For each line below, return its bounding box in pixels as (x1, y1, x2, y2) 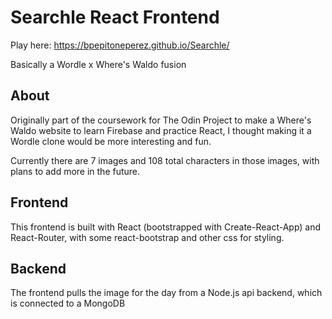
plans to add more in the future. (10, 165, 141, 177)
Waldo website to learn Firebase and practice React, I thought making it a (10, 124, 312, 136)
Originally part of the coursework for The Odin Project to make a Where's (10, 114, 312, 126)
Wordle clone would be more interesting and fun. (10, 135, 212, 147)
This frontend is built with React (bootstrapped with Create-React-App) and (10, 221, 322, 233)
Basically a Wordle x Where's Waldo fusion (10, 58, 187, 70)
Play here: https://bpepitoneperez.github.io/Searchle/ (10, 39, 230, 51)
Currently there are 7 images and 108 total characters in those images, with (10, 154, 320, 166)
